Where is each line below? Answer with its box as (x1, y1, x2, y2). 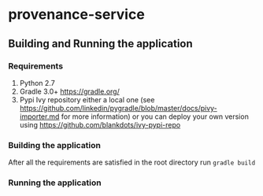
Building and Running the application (8, 37, 193, 50)
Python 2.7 (19, 78, 55, 87)
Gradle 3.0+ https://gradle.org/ (19, 87, 120, 96)
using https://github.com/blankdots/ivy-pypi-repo (19, 120, 181, 129)
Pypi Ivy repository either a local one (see (19, 94, 155, 104)
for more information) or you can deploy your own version (61, 112, 250, 121)
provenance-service (8, 6, 146, 24)
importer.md (19, 112, 60, 121)
